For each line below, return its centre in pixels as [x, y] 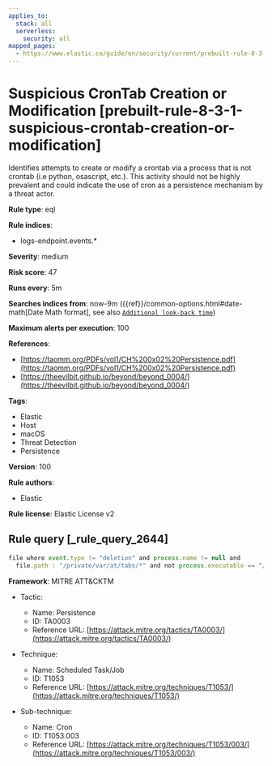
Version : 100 [30, 466]
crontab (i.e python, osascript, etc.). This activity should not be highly [124, 176]
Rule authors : [32, 482]
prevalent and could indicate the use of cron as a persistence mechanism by [136, 185]
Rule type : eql [32, 209]
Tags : [18, 400]
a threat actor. [32, 193]
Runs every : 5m [35, 288]
